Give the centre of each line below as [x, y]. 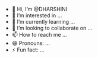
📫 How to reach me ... [39, 35]
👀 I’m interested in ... [37, 15]
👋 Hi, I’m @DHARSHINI [39, 9]
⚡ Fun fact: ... [28, 50]
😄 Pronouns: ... [31, 43]
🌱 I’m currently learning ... [43, 22]
